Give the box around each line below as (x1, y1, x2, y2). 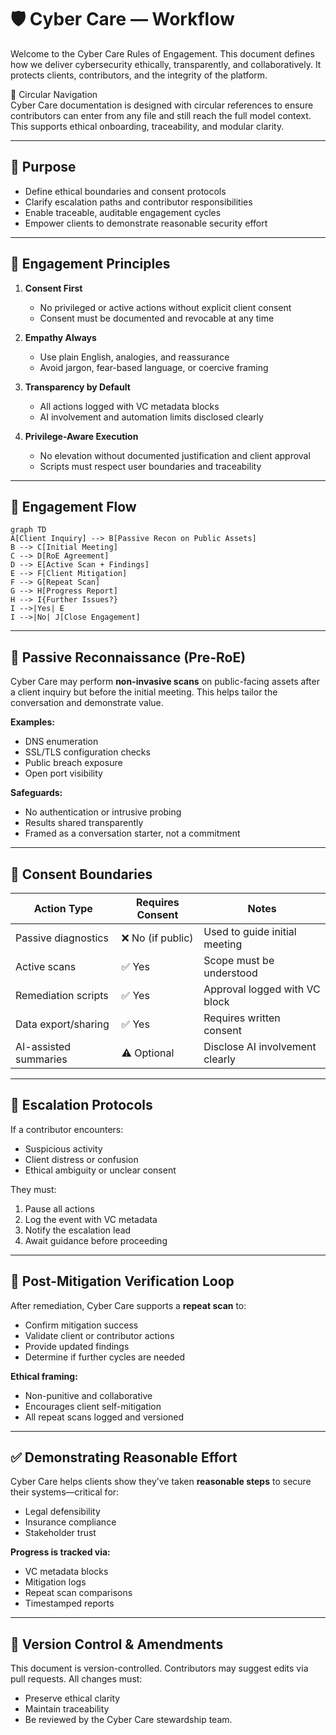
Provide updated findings (24, 1340, 130, 1352)
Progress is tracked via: (10, 1546, 111, 1558)
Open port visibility (24, 767, 103, 780)
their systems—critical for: (10, 1486, 120, 1498)
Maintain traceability (24, 1703, 110, 1715)
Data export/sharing (15, 1017, 110, 1031)
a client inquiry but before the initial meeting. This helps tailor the (10, 686, 278, 698)
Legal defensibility (24, 1506, 101, 1518)
